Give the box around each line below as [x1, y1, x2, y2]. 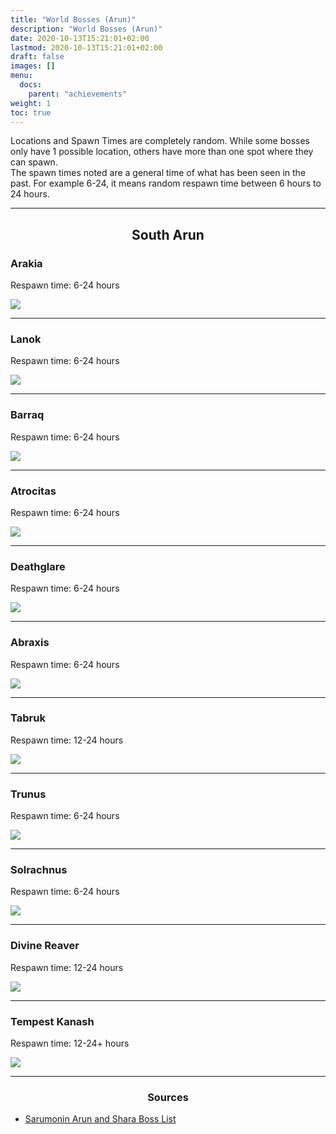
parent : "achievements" [28, 89, 128, 99]
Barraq [10, 408, 45, 422]
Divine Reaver [10, 939, 80, 953]
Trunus [10, 787, 47, 801]
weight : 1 [10, 98, 52, 108]
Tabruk [10, 711, 46, 725]
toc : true [10, 107, 52, 118]
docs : [19, 80, 43, 90]
